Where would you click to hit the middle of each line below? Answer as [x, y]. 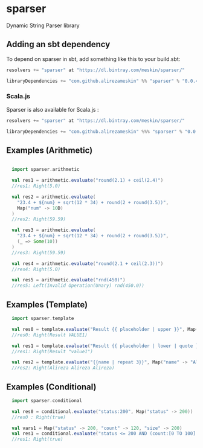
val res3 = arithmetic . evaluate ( [54, 230]
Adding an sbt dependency [58, 44]
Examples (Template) [47, 305]
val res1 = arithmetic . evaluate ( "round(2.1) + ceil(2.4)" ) [88, 181]
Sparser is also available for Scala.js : [53, 109]
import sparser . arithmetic [46, 170]
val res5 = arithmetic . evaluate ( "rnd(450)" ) [69, 280]
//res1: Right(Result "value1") [53, 351]
